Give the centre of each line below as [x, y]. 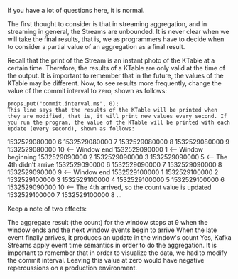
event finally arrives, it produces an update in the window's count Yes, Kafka [119, 237]
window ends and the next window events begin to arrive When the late [112, 230]
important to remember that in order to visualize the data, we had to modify [117, 253]
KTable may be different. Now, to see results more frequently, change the [114, 83]
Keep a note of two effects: [47, 209]
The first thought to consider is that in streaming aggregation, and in [107, 24]
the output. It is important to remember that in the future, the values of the [115, 75]
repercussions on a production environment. [72, 268]
